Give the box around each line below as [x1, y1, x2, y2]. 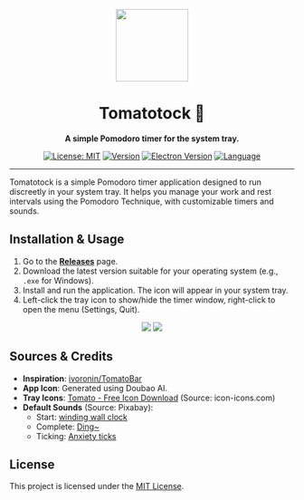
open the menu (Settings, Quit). [22, 303, 140, 314]
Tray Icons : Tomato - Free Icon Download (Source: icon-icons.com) [22, 392, 276, 403]
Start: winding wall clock [35, 411, 128, 422]
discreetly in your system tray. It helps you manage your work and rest [9, 186, 272, 197]
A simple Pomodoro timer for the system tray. [64, 132, 240, 144]
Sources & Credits [9, 349, 113, 364]
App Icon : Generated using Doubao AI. [22, 382, 167, 393]
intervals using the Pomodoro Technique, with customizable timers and [9, 196, 274, 207]
